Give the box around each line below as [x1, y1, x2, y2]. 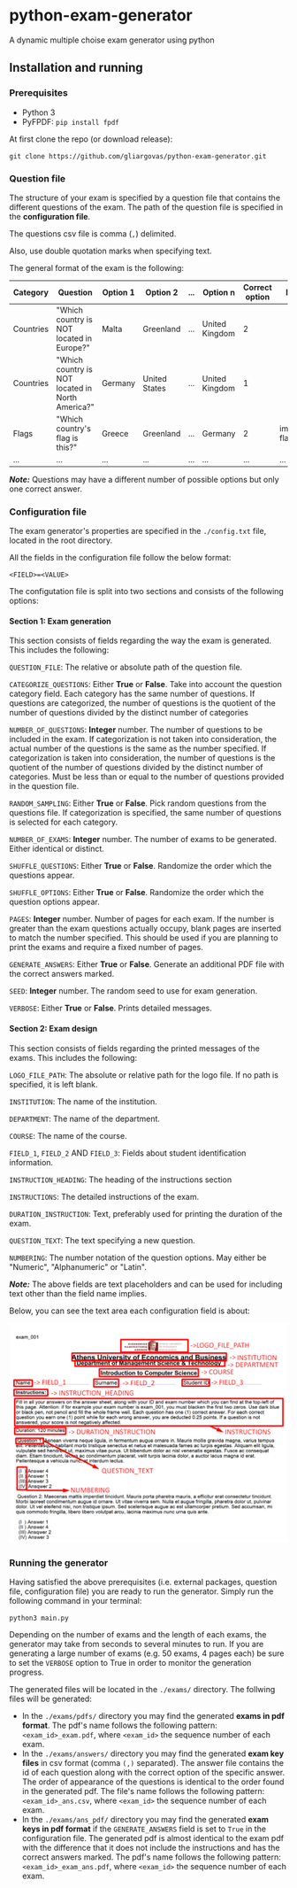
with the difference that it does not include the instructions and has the [21, 1843, 280, 1853]
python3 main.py [9, 1613, 69, 1623]
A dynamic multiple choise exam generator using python [9, 35, 215, 45]
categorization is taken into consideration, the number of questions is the [9, 753, 276, 763]
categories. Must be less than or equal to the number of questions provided [9, 771, 285, 782]
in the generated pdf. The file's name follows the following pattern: [21, 1786, 265, 1797]
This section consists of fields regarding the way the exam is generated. [9, 635, 272, 646]
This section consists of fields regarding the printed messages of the [9, 1042, 261, 1054]
